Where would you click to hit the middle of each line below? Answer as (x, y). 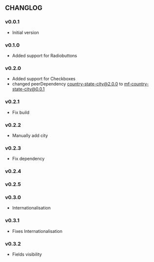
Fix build (21, 112)
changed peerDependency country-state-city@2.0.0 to (67, 84)
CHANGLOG (24, 8)
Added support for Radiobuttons (44, 55)
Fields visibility (27, 254)
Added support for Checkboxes (44, 79)
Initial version (25, 32)
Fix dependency (28, 159)
